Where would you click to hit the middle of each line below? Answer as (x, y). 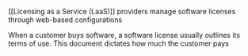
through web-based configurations (65, 20)
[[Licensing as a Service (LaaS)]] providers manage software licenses (122, 11)
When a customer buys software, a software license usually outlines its (124, 35)
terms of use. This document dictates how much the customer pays (119, 43)
